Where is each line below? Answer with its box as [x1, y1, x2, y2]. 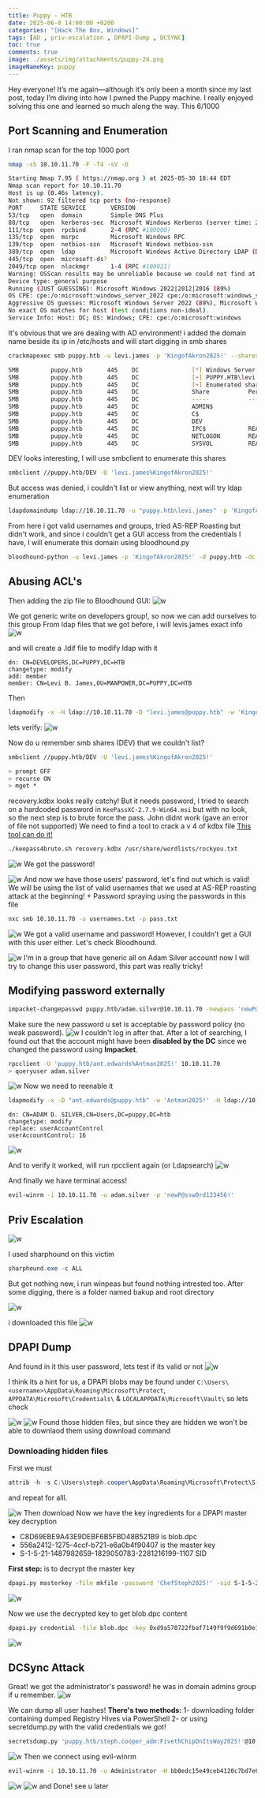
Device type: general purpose [8, 277, 108, 285]
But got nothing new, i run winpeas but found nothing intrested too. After [8, 1279, 244, 1288]
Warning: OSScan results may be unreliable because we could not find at [8, 270, 256, 278]
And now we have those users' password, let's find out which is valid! [23, 875, 250, 884]
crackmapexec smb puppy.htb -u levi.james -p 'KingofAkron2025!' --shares [8, 352, 259, 360]
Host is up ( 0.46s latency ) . [8, 189, 104, 197]
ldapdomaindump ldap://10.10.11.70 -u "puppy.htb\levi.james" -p [8, 507, 227, 515]
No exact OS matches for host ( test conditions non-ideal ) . [8, 307, 211, 315]
